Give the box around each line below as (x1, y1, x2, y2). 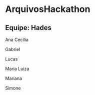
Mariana (5, 75, 22, 81)
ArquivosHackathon (5, 3, 90, 15)
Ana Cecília (5, 36, 29, 42)
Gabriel (5, 46, 20, 52)
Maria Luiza (5, 66, 29, 71)
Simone (5, 85, 21, 91)
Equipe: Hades (5, 23, 51, 32)
